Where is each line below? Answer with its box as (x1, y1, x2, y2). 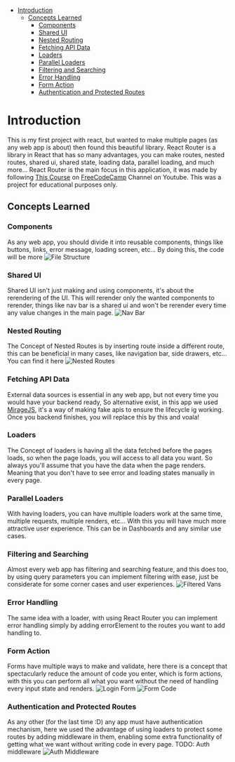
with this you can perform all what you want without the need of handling (7, 677, 219, 685)
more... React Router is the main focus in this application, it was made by (7, 165, 217, 174)
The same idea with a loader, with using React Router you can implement (7, 613, 218, 622)
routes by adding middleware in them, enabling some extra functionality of (7, 733, 222, 741)
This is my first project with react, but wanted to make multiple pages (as (7, 135, 218, 144)
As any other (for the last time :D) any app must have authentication (7, 718, 203, 726)
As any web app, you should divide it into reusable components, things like (7, 238, 223, 246)
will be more (7, 253, 43, 261)
